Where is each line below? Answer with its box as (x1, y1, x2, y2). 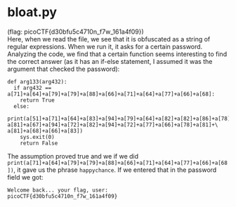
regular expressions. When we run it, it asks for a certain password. (7, 42, 203, 51)
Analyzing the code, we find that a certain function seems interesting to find (7, 50, 227, 58)
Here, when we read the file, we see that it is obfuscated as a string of (7, 34, 211, 43)
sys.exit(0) (20, 133, 55, 140)
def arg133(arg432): (7, 78, 68, 85)
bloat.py (7, 4, 58, 20)
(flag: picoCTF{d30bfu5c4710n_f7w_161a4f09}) (7, 27, 144, 36)
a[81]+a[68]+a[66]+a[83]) (7, 127, 83, 134)
